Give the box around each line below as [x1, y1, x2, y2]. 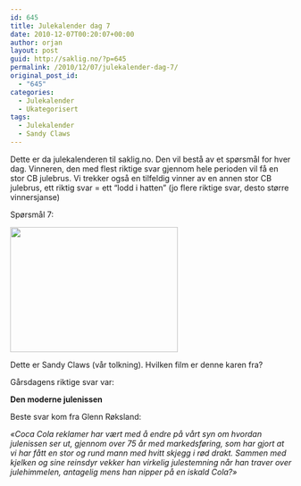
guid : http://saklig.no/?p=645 [10, 54, 127, 63]
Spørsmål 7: [10, 209, 54, 220]
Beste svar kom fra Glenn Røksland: [10, 411, 142, 422]
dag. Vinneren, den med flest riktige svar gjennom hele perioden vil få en [10, 163, 279, 174]
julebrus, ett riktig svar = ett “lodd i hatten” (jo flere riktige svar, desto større [10, 182, 289, 193]
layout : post [10, 46, 59, 55]
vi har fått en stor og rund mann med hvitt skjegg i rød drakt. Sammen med [10, 448, 287, 458]
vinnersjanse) [10, 191, 61, 202]
